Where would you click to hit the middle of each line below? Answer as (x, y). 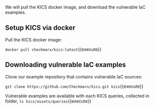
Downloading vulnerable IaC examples (66, 65)
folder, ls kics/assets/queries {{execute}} (48, 101)
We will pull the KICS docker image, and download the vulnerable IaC (75, 7)
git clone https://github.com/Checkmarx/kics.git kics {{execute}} (75, 86)
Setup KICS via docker (40, 28)
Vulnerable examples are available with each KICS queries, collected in (77, 96)
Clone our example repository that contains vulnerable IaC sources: (74, 76)
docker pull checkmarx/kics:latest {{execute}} (54, 49)
